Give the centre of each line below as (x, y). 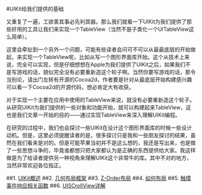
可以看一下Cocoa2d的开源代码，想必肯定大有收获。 (70, 87)
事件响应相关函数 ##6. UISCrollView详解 (56, 186)
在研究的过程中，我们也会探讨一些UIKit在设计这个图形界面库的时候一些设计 (99, 128)
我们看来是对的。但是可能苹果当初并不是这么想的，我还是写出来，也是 (103, 143)
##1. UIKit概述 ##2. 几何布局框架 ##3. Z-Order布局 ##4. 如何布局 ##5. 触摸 (99, 178)
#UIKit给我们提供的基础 (35, 9)
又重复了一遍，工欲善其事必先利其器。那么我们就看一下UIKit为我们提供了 (96, 22)
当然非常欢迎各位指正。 (35, 165)
